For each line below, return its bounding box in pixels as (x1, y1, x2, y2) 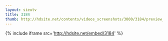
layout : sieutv (5, 7, 37, 12)
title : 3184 (5, 12, 30, 17)
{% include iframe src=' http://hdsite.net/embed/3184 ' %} (5, 30, 123, 36)
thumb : (5, 16, 19, 21)
